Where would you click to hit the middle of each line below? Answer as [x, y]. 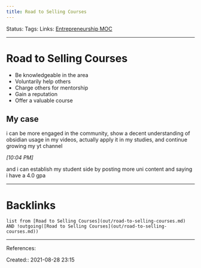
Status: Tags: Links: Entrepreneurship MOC [59, 29]
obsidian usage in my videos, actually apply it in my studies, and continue [97, 140]
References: [21, 248]
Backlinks [31, 205]
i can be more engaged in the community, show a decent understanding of [98, 133]
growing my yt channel [34, 146]
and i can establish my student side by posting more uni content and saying [99, 169]
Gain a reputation [36, 94]
